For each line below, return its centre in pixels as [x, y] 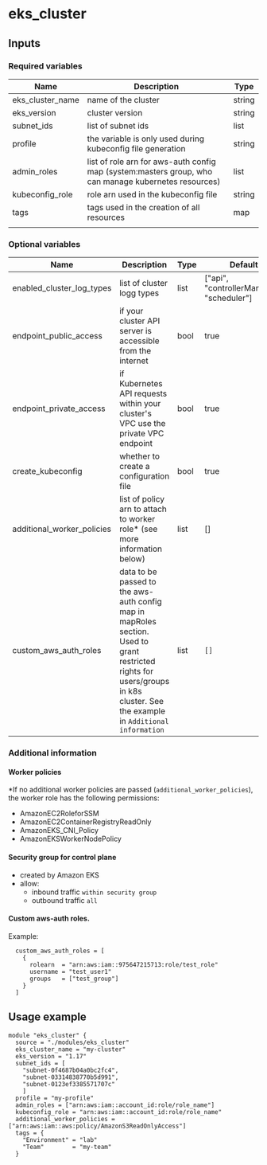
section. [134, 631]
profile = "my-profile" [54, 1098]
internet [133, 361]
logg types [139, 293]
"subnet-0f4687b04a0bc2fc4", [71, 1070]
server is [135, 331]
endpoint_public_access [58, 336]
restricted [137, 662]
